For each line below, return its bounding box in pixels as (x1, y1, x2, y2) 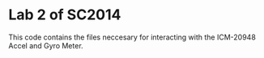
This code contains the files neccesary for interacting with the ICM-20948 (8, 32, 257, 42)
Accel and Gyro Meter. (8, 40, 83, 50)
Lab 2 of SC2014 (8, 6, 121, 24)
